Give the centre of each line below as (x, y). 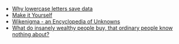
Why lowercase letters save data (52, 9)
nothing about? (31, 34)
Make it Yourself (32, 15)
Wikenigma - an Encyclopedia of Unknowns (66, 21)
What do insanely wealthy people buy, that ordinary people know (92, 28)
